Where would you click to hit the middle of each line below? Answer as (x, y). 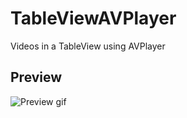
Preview (36, 77)
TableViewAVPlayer (93, 18)
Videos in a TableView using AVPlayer (88, 46)
